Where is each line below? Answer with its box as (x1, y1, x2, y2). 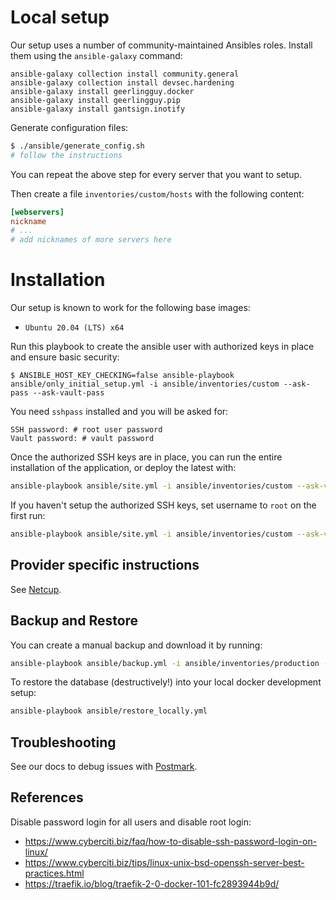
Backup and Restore (10, 612, 139, 630)
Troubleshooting (10, 734, 117, 751)
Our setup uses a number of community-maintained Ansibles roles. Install (10, 39, 313, 51)
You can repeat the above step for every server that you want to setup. (10, 168, 303, 180)
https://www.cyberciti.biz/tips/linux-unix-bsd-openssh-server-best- (24, 856, 305, 868)
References (10, 789, 84, 806)
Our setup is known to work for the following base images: (10, 302, 251, 314)
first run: (10, 510, 46, 521)
